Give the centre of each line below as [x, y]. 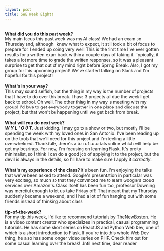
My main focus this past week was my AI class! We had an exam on [73, 39]
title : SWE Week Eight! [29, 14]
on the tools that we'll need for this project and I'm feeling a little [70, 138]
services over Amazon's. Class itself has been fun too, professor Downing [80, 185]
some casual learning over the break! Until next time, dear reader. [71, 243]
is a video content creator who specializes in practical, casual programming [82, 222]
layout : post [18, 10]
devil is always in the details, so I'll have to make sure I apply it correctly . [79, 159]
